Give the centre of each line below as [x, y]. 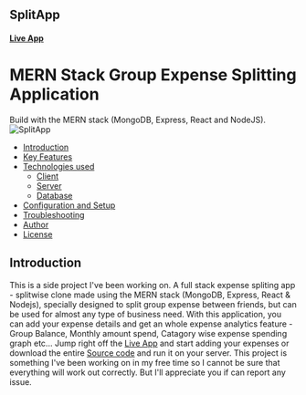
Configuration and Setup [69, 205]
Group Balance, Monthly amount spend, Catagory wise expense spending [148, 333]
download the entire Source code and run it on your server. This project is [148, 353]
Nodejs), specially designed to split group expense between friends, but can [153, 304]
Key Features [47, 156]
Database [54, 195]
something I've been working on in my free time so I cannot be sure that [145, 362]
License [37, 234]
